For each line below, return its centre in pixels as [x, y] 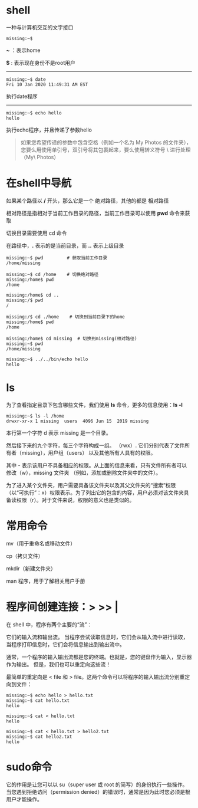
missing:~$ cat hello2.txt [39, 737]
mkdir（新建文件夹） [31, 568]
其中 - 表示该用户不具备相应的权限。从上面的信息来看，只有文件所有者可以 [97, 465]
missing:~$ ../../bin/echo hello [47, 359]
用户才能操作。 [24, 799]
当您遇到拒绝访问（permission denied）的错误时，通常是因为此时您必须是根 [98, 791]
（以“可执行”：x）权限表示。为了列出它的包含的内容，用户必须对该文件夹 [95, 492]
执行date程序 [22, 96]
